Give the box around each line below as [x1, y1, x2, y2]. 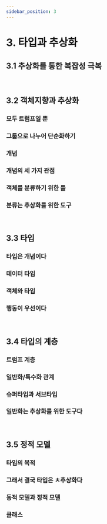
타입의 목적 [6, 459, 36, 467]
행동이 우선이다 [6, 304, 47, 312]
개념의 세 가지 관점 [6, 166, 55, 174]
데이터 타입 [6, 270, 36, 278]
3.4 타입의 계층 [6, 336, 58, 346]
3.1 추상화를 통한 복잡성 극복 [6, 61, 102, 71]
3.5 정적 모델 [6, 440, 51, 450]
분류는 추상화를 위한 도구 [6, 201, 72, 209]
